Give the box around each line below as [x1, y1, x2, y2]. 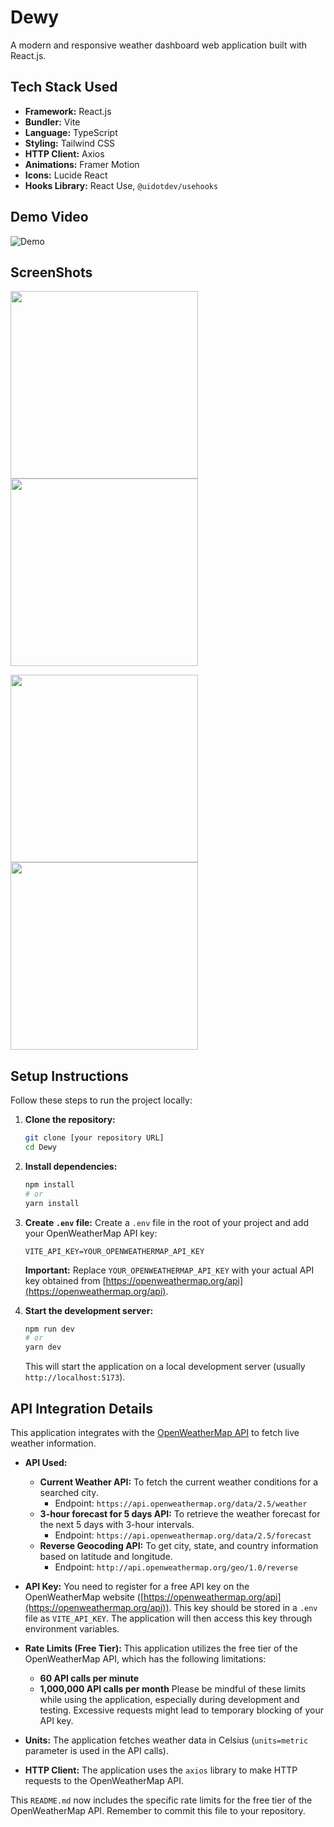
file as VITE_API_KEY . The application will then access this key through [24, 1612, 313, 1624]
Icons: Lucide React [24, 169, 108, 181]
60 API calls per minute [39, 1672, 139, 1684]
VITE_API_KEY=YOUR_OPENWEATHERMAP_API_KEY [24, 1246, 205, 1256]
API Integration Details [10, 1400, 153, 1417]
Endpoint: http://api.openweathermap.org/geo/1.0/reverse [54, 1561, 298, 1573]
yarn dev [24, 1342, 62, 1353]
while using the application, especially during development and [39, 1694, 300, 1705]
